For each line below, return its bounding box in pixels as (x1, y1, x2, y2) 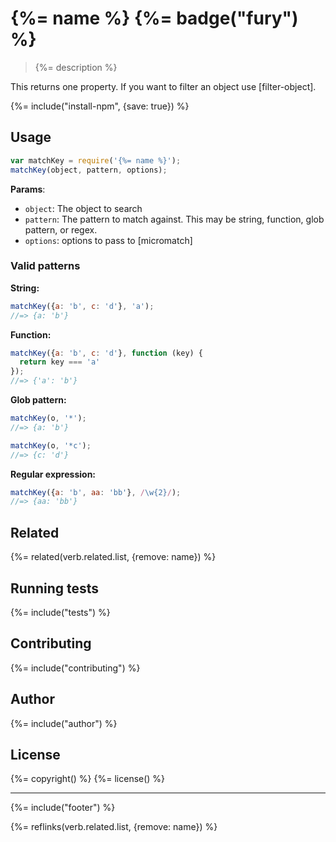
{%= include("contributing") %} (10, 662, 141, 674)
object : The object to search (24, 202, 143, 214)
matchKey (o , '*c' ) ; (10, 440, 92, 451)
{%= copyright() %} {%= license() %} (10, 773, 166, 785)
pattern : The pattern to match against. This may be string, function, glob (24, 213, 325, 225)
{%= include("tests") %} (10, 606, 111, 618)
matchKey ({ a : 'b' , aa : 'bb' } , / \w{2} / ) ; (10, 487, 182, 497)
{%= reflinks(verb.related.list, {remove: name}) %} (10, 821, 218, 833)
